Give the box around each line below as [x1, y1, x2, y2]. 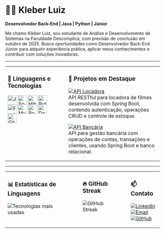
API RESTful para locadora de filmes [68, 94, 152, 100]
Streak [82, 187, 101, 195]
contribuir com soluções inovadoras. [5, 51, 80, 57]
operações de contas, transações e [68, 135, 150, 142]
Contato [131, 190, 154, 198]
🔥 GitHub [82, 180, 108, 188]
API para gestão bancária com [68, 130, 138, 136]
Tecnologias [7, 82, 42, 90]
